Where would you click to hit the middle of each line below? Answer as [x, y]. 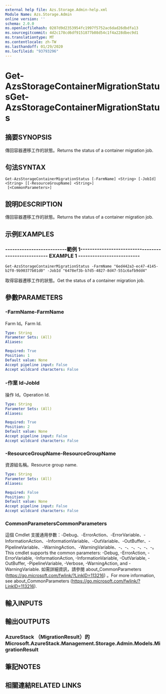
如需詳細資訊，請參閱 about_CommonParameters [91, 569]
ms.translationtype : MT [30, 38]
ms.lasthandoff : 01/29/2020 [34, 47]
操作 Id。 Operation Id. [28, 395]
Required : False [22, 492]
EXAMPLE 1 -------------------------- [94, 256]
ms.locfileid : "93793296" [32, 51]
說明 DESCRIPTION [34, 204]
